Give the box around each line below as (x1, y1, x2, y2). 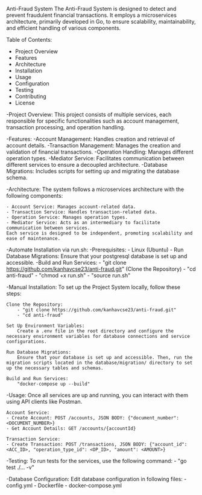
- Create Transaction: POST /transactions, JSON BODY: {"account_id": (6, 441, 188, 447)
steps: (6, 290, 22, 297)
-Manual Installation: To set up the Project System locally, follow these (6, 283, 181, 291)
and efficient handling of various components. (6, 24, 121, 31)
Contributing (14, 93, 46, 100)
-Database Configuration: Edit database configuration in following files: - (6, 476, 187, 482)
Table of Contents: (6, 36, 52, 43)
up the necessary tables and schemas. (6, 365, 104, 371)
